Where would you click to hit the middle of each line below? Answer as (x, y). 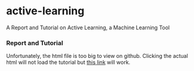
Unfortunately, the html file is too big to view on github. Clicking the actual (97, 56)
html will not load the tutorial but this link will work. (68, 62)
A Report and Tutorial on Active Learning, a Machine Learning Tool (88, 27)
